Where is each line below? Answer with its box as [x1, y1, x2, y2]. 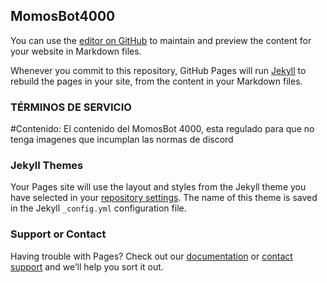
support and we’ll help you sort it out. [10, 260, 164, 273]
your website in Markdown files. [10, 45, 142, 57]
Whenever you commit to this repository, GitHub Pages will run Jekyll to [10, 64, 307, 76]
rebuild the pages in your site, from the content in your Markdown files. [10, 75, 303, 87]
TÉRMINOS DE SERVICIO [10, 100, 132, 114]
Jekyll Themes [10, 159, 84, 173]
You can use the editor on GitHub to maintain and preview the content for [10, 34, 312, 46]
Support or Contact [10, 227, 107, 241]
